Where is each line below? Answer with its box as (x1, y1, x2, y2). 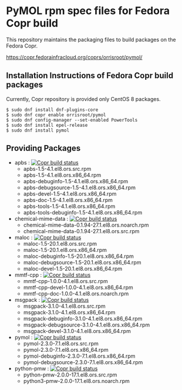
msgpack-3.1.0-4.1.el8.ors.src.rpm (23, 302, 106, 310)
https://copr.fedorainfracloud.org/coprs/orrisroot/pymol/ (6, 53, 143, 60)
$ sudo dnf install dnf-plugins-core (6, 107, 99, 113)
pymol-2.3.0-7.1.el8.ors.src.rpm (23, 339, 99, 347)
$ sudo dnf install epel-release (6, 122, 88, 128)
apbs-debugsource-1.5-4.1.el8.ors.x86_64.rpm (23, 184, 136, 191)
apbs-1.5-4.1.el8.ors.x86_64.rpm (23, 172, 102, 179)
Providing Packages (6, 143, 81, 153)
